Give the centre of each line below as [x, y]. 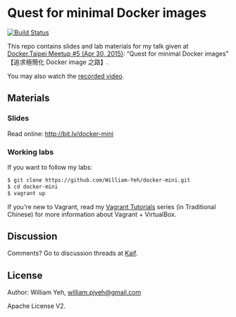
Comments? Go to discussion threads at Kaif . [73, 253]
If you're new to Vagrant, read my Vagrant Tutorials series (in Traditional [112, 206]
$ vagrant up [26, 193]
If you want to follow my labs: [50, 167]
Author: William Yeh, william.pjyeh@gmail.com [74, 292]
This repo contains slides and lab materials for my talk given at [98, 46]
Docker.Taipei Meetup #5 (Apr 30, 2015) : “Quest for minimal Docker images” [118, 54]
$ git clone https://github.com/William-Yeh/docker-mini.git [99, 180]
